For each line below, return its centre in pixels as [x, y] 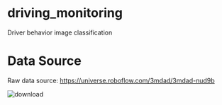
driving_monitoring [65, 13]
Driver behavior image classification [60, 32]
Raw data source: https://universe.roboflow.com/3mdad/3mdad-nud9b [111, 80]
